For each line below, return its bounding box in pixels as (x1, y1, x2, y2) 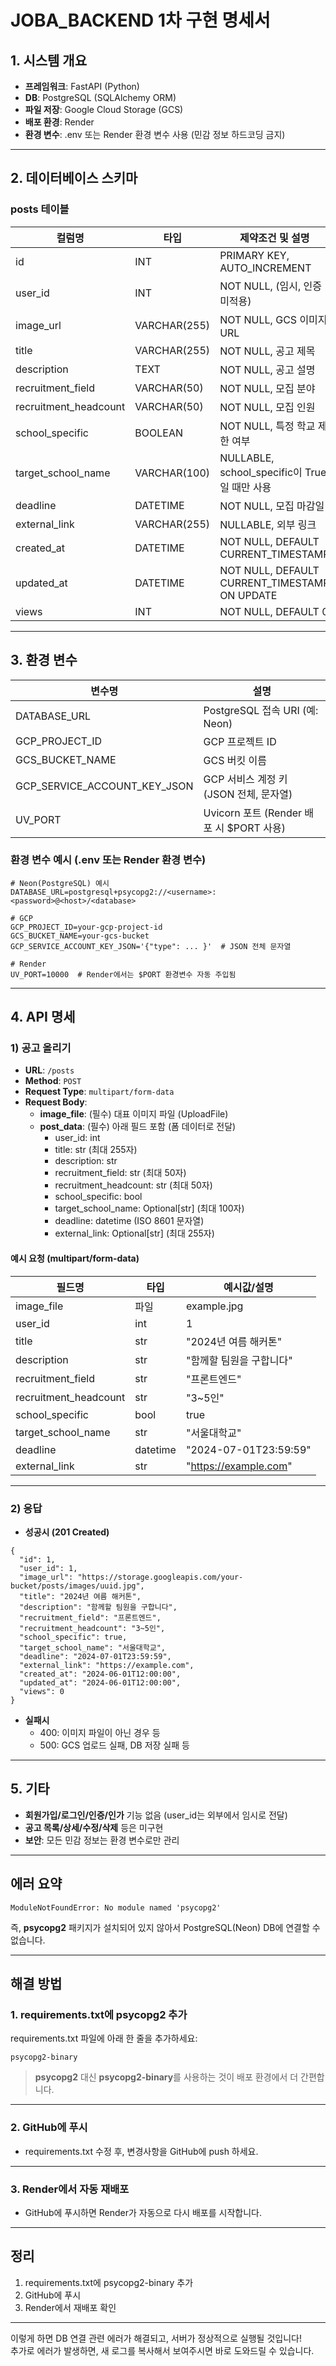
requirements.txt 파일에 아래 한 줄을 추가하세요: (10, 2032, 198, 2045)
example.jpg (185, 1299, 244, 1313)
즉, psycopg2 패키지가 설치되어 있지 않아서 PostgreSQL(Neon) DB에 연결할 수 (10, 1921, 321, 1933)
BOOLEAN (134, 426, 183, 440)
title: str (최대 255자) (54, 1144, 138, 1156)
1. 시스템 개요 (10, 52, 87, 69)
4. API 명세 (10, 1009, 76, 1026)
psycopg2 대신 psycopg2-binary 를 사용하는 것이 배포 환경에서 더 (34, 2071, 299, 2083)
